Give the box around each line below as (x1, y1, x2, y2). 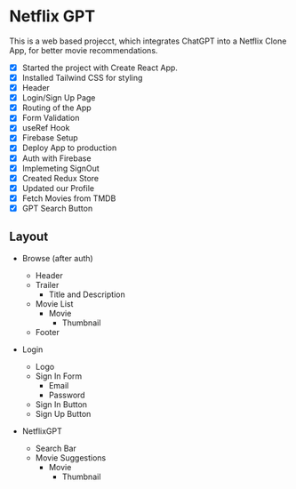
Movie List (35, 298, 74, 309)
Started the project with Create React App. (21, 62, 178, 73)
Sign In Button (35, 398, 87, 410)
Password (48, 389, 86, 400)
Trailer (35, 279, 60, 290)
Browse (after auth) (21, 253, 93, 263)
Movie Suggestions (35, 452, 107, 463)
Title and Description (48, 289, 126, 300)
